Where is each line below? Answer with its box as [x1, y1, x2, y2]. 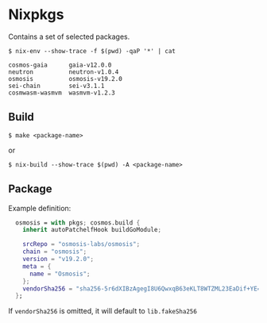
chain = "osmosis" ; [22, 248, 87, 256]
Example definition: [8, 203, 72, 213]
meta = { [22, 262, 52, 271]
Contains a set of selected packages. [8, 32, 130, 41]
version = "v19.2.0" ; [22, 256, 94, 263]
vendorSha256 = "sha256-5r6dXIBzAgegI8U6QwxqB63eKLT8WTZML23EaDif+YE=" [22, 284, 265, 293]
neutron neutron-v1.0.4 [8, 67, 119, 76]
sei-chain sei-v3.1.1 [8, 82, 105, 90]
